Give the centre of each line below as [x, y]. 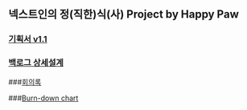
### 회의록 [25, 82]
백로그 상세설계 [36, 63]
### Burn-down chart [43, 98]
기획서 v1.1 [28, 39]
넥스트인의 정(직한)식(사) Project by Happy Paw [124, 14]
